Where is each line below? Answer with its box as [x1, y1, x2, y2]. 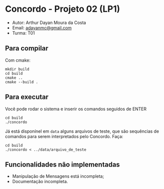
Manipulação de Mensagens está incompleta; [12, 173, 104, 179]
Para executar [5, 93, 49, 101]
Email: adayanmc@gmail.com [12, 24, 72, 30]
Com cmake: [5, 57, 31, 63]
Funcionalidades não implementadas [5, 160, 120, 168]
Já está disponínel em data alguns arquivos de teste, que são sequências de [5, 128, 159, 134]
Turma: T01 [12, 30, 35, 36]
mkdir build [5, 67, 29, 71]
